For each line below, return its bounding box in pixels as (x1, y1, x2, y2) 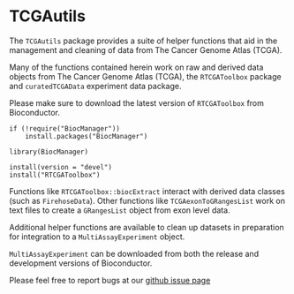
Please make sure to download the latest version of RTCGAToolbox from (9, 97, 265, 108)
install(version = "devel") (9, 162, 113, 171)
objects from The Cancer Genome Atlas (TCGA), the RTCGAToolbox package (9, 71, 282, 81)
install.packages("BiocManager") (25, 132, 148, 140)
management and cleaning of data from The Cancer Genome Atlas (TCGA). (9, 44, 283, 55)
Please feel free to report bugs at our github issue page (9, 275, 211, 285)
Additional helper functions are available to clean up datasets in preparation (9, 222, 284, 232)
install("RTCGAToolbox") (9, 170, 101, 179)
